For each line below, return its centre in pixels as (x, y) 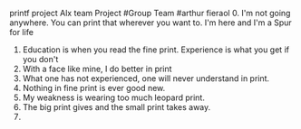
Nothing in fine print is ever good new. (94, 88)
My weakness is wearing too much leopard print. (114, 97)
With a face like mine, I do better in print (97, 69)
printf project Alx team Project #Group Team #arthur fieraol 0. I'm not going (150, 13)
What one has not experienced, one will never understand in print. (146, 78)
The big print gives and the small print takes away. (117, 107)
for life (22, 32)
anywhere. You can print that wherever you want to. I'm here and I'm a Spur (150, 23)
